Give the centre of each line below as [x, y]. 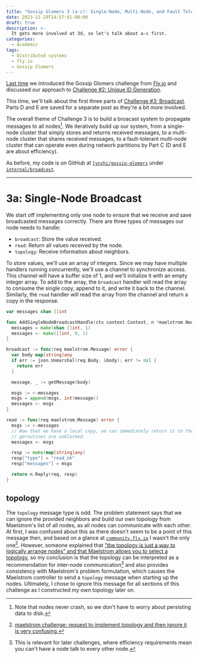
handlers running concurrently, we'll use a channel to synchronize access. [96, 269]
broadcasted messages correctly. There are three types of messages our [95, 221]
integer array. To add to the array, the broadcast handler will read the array [96, 282]
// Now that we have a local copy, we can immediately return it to [97, 431]
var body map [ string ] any [42, 355]
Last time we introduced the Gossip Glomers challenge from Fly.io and [91, 83]
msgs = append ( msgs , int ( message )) [55, 398]
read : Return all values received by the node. [69, 245]
